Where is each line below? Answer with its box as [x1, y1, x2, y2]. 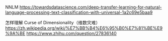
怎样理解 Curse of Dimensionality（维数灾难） [5, 20, 101, 25]
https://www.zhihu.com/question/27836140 [26, 31, 117, 36]
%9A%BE [5, 31, 26, 36]
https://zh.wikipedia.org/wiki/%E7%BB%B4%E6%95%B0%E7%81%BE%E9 [5, 25, 162, 31]
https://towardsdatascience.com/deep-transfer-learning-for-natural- [19, 4, 162, 10]
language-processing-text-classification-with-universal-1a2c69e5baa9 [5, 9, 153, 15]
